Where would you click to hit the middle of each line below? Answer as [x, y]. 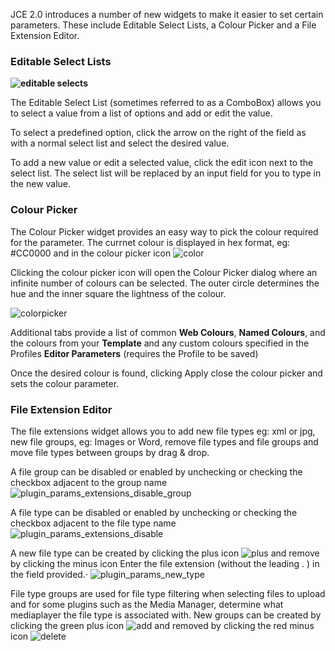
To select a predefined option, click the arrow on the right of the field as [158, 133]
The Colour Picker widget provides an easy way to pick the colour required [164, 231]
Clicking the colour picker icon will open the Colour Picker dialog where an [164, 272]
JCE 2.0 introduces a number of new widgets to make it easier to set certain [167, 14]
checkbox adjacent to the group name [89, 482]
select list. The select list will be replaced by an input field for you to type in [166, 173]
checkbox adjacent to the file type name [93, 523]
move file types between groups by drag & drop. [110, 452]
